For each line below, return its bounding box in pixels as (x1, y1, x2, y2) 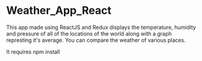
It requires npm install (6, 48, 60, 55)
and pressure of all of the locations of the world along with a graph (6, 30, 172, 37)
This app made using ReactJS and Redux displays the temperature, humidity (6, 24, 196, 31)
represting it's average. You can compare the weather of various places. (6, 36, 186, 43)
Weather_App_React (6, 4, 112, 18)
